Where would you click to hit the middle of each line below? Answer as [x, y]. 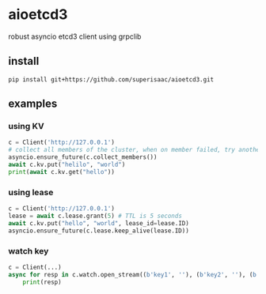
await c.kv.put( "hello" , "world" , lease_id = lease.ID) [99, 223]
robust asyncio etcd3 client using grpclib [75, 36]
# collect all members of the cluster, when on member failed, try [122, 150]
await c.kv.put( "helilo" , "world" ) [67, 165]
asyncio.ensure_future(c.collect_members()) [83, 157]
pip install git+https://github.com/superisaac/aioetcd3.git [111, 79]
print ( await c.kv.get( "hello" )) [61, 171]
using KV [27, 126]
